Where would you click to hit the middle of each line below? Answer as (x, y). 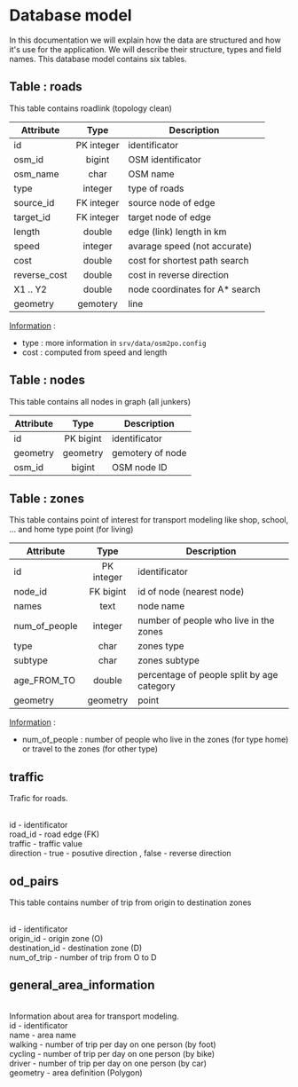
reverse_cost (41, 274)
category (156, 686)
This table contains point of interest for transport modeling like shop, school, (149, 520)
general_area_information (82, 985)
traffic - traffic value (46, 844)
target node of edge (169, 217)
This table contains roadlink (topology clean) (91, 108)
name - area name (43, 1035)
